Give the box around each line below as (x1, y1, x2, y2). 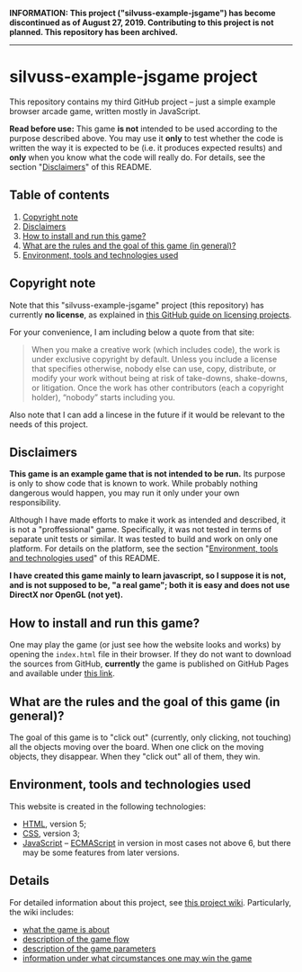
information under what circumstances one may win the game (22, 952, 253, 963)
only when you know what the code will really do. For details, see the (9, 152, 266, 163)
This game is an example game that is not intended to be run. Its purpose (9, 468, 286, 479)
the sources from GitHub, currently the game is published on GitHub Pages (9, 658, 289, 669)
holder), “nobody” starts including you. (31, 391, 175, 403)
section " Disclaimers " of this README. (9, 161, 153, 172)
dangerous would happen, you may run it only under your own (9, 487, 240, 498)
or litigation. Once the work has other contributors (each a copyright (31, 382, 285, 393)
